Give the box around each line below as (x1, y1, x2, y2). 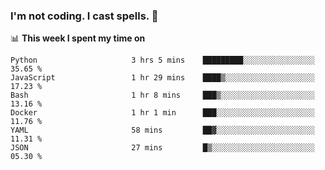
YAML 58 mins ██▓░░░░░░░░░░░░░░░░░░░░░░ (10, 125, 315, 136)
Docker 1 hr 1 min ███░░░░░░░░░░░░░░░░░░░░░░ (10, 108, 315, 118)
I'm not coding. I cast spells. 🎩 (10, 9, 159, 23)
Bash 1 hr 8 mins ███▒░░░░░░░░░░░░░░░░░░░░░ (10, 90, 315, 101)
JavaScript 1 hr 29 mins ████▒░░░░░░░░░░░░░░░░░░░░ (10, 73, 315, 83)
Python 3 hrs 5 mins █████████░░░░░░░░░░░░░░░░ (10, 55, 315, 66)
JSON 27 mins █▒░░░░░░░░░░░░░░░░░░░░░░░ (10, 143, 315, 153)
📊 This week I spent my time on (10, 32, 146, 44)
